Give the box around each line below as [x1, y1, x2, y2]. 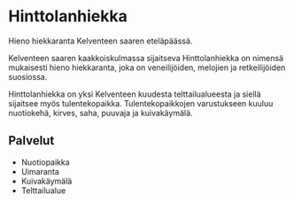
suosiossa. [8, 71, 48, 82]
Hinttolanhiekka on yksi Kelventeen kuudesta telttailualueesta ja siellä [8, 89, 262, 99]
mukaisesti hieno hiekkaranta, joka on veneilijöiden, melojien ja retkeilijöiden [8, 62, 286, 73]
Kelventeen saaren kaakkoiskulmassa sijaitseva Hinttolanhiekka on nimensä [8, 52, 284, 63]
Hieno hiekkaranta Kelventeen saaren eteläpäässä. [8, 35, 193, 46]
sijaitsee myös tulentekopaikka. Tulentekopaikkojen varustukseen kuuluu [8, 98, 274, 108]
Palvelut [8, 133, 55, 148]
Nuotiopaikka [20, 157, 70, 168]
